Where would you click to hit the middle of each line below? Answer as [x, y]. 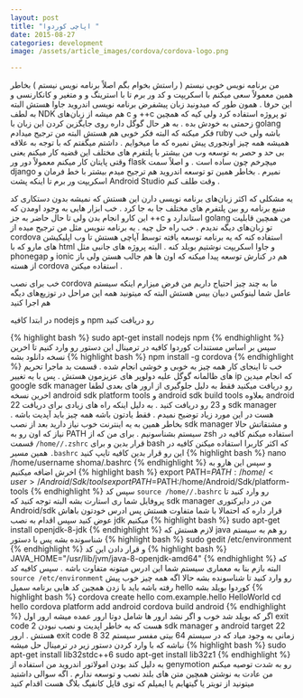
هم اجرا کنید [31, 303]
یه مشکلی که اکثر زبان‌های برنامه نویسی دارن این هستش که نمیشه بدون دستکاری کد [152, 199]
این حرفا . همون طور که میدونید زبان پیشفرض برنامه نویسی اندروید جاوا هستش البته [151, 104]
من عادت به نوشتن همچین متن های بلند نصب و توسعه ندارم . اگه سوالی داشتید [142, 674]
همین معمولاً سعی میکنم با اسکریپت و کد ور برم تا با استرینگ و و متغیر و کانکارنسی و [152, 95]
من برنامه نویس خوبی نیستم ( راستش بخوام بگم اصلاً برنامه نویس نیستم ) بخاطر [145, 85]
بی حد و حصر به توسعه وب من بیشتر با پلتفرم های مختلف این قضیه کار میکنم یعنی [147, 152]
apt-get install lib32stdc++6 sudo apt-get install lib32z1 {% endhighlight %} [151, 655]
